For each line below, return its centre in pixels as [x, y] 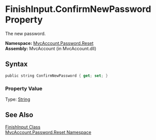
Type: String [18, 99]
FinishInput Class [23, 127]
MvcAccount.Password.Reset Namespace [48, 132]
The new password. [25, 33]
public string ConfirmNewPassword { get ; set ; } [57, 76]
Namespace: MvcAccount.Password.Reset [49, 43]
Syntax [16, 64]
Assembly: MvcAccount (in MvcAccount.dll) [51, 48]
